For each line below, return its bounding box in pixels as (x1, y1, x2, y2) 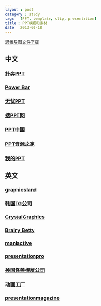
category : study (5, 12, 40, 17)
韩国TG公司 (5, 200, 33, 207)
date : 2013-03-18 (5, 25, 42, 30)
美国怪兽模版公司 (5, 267, 45, 273)
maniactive (5, 239, 32, 246)
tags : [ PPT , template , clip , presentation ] (5, 16, 97, 21)
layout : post (5, 7, 34, 12)
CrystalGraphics (5, 214, 45, 220)
